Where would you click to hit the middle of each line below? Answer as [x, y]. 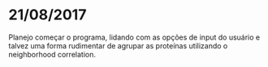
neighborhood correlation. [52, 54]
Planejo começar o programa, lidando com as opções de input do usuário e [134, 37]
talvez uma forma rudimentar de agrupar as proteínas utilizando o [118, 45]
